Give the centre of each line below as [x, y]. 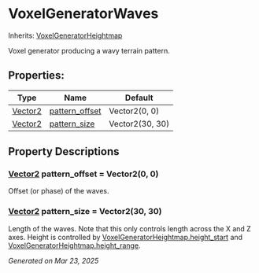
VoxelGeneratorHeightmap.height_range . [74, 245]
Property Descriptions [64, 151]
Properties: [36, 76]
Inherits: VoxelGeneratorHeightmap [65, 35]
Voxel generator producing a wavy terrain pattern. [89, 50]
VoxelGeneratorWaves [83, 14]
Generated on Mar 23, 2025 [54, 260]
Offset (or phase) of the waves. [59, 191]
